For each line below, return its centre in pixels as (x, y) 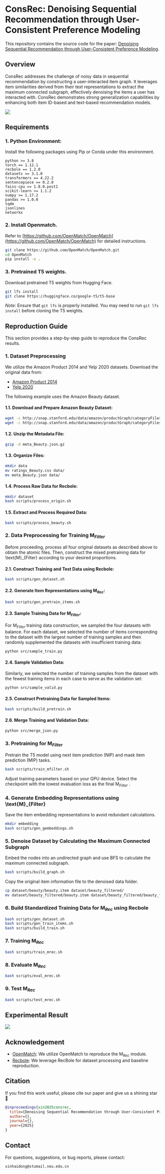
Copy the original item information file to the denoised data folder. (72, 882)
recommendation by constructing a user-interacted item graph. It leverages (81, 81)
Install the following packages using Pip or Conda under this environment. (80, 152)
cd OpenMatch (18, 255)
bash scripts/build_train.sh (35, 928)
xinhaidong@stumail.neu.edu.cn (37, 1166)
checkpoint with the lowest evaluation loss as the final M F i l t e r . (68, 785)
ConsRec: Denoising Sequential (71, 9)
